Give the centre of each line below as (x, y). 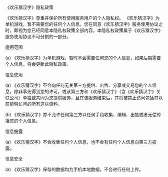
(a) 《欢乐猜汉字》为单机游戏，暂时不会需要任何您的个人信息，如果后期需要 (83, 58)
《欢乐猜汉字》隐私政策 (29, 7)
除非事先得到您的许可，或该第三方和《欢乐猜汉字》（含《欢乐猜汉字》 (85, 91)
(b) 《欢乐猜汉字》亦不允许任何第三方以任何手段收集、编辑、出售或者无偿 (81, 114)
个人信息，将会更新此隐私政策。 (38, 64)
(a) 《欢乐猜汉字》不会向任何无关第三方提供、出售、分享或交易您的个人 (79, 85)
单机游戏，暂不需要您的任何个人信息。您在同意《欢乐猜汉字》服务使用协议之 (84, 24)
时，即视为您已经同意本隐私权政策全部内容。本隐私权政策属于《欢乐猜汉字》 (84, 30)
